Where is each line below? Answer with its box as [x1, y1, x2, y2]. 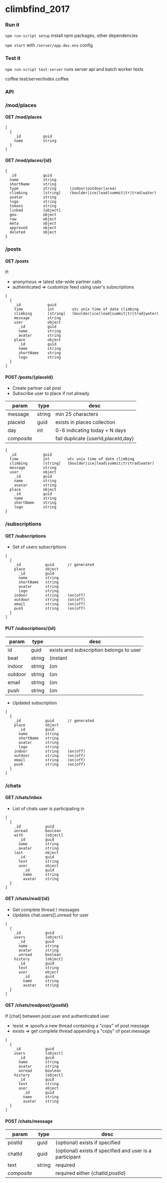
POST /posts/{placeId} [5, 374, 54, 380]
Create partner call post [12, 385, 61, 391]
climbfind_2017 [5, 3, 70, 15]
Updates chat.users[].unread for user [12, 912, 89, 918]
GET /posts [5, 258, 29, 264]
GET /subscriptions [5, 533, 46, 539]
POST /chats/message [5, 1118, 53, 1124]
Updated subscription [12, 700, 57, 706]
